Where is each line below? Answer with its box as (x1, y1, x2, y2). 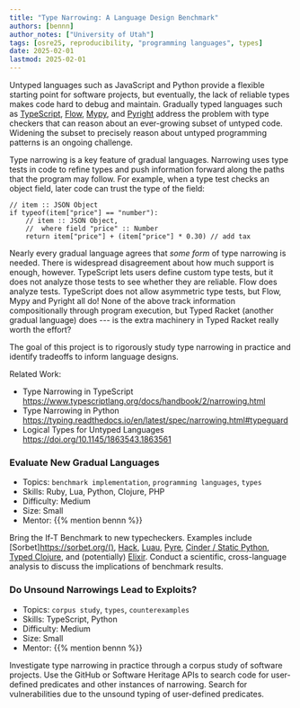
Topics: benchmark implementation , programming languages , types (22, 477, 262, 488)
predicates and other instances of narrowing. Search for (40, 678, 248, 689)
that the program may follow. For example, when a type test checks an (9, 174, 269, 184)
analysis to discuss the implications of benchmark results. (9, 561, 224, 572)
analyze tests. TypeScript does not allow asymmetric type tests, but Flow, (9, 286, 282, 297)
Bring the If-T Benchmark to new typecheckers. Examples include (9, 533, 252, 543)
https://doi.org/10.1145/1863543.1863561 (22, 434, 172, 444)
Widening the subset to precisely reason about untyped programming (9, 128, 268, 138)
